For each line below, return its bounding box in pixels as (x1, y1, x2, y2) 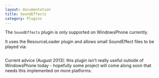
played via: (5, 44, 27, 50)
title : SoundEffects (5, 12, 47, 16)
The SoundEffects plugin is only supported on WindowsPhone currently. (5, 30, 149, 35)
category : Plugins (5, 16, 42, 21)
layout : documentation (5, 7, 51, 12)
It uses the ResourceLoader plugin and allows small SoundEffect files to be (5, 39, 154, 45)
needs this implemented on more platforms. (5, 68, 92, 74)
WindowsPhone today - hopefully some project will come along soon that (5, 62, 152, 68)
